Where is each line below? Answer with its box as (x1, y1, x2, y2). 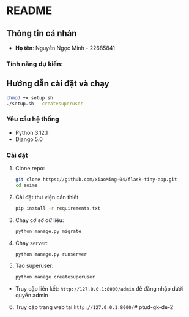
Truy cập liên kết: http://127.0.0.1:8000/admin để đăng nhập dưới (15, 285, 183, 292)
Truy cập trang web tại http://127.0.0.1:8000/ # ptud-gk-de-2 (15, 304, 174, 311)
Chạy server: (15, 239, 48, 246)
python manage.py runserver (15, 251, 87, 258)
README (6, 4, 53, 18)
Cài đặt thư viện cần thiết (15, 193, 79, 201)
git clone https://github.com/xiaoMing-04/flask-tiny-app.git (15, 177, 177, 183)
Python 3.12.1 (15, 129, 48, 136)
